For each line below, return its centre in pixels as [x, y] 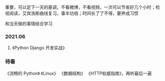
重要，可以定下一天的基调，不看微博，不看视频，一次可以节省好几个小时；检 [82, 7]
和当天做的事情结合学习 [29, 24]
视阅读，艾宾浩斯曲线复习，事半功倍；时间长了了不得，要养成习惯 [72, 13]
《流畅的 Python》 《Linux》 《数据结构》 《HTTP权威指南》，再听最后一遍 [79, 73]
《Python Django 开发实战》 [40, 48]
